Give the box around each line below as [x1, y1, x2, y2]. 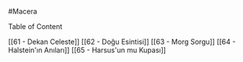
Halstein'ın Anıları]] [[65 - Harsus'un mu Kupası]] [8, 46, 167, 54]
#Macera [8, 7, 38, 16]
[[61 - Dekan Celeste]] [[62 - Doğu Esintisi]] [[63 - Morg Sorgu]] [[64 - [8, 37, 236, 46]
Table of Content [8, 22, 63, 31]
